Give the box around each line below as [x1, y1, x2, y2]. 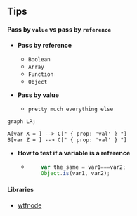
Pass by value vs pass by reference [7, 25, 111, 34]
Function [27, 70, 54, 78]
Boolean [27, 56, 51, 63]
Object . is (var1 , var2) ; [41, 170, 110, 177]
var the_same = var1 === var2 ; [41, 163, 126, 171]
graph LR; [7, 117, 37, 125]
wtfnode [17, 201, 42, 210]
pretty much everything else [27, 106, 114, 113]
